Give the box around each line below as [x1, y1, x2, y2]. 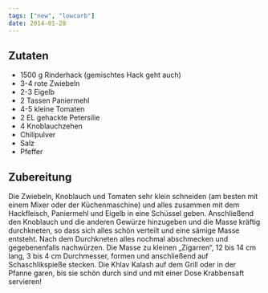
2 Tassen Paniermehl [19, 96, 90, 105]
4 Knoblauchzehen [19, 121, 83, 131]
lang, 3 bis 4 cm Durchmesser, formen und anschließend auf [8, 251, 209, 261]
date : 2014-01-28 [8, 19, 67, 27]
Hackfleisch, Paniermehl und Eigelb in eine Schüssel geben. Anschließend [8, 209, 254, 218]
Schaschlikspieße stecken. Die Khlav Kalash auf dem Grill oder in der [8, 260, 237, 270]
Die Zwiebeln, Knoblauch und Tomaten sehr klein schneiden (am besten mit [8, 192, 258, 201]
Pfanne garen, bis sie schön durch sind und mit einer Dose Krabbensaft [8, 268, 245, 278]
